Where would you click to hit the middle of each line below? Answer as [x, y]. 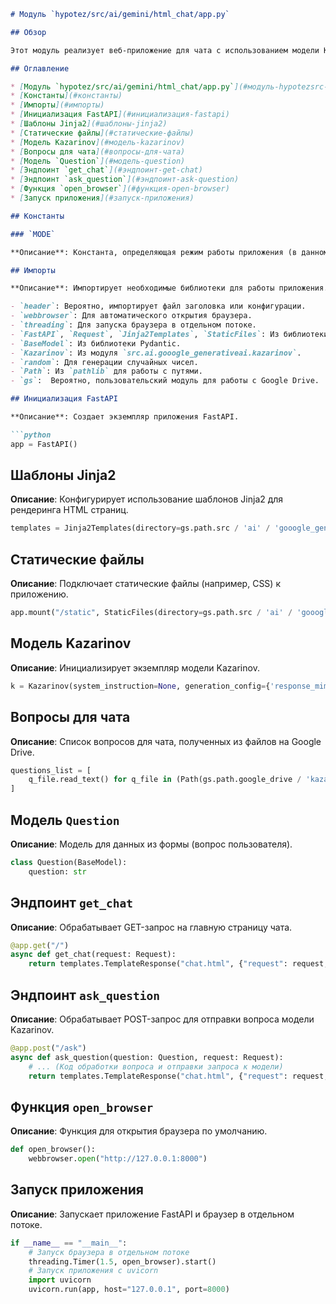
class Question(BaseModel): [69, 862]
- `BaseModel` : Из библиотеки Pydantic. [96, 343]
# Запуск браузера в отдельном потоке [109, 1252]
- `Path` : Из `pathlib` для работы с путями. [106, 371]
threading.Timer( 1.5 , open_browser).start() [122, 1261]
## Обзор [28, 32]
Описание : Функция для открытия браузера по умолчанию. [139, 1131]
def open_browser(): [53, 1150]
